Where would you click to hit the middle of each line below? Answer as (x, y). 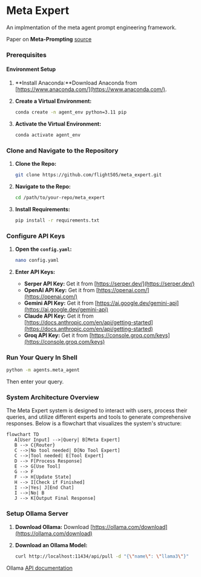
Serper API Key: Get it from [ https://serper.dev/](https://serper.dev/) (109, 284)
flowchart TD (23, 435)
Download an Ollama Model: (51, 545)
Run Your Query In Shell (42, 357)
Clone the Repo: (35, 164)
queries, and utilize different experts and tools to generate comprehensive (99, 417)
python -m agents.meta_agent (43, 370)
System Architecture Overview (53, 397)
